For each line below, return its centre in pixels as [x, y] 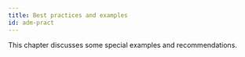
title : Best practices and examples [68, 15]
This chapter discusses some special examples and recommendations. [123, 45]
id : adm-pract [31, 23]
